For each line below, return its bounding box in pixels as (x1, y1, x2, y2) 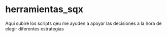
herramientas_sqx (5, 4, 84, 15)
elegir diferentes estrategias (5, 25, 64, 31)
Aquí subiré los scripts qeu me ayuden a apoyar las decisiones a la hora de (5, 20, 162, 26)
